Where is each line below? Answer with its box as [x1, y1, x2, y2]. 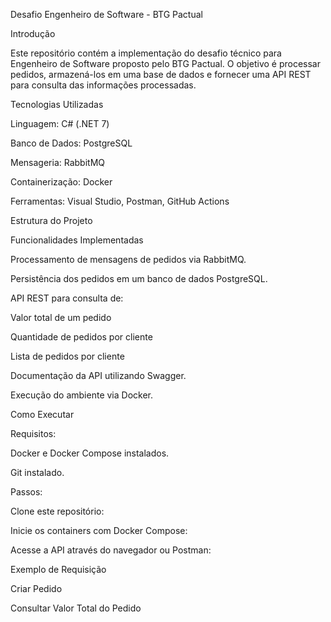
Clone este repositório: [10, 505, 105, 517]
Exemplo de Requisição [10, 564, 107, 575]
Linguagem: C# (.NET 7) [10, 118, 110, 129]
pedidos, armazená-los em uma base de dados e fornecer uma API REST [10, 69, 312, 80]
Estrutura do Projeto [10, 215, 93, 226]
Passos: [10, 486, 43, 498]
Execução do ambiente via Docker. [10, 389, 153, 401]
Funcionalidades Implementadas [10, 234, 144, 246]
